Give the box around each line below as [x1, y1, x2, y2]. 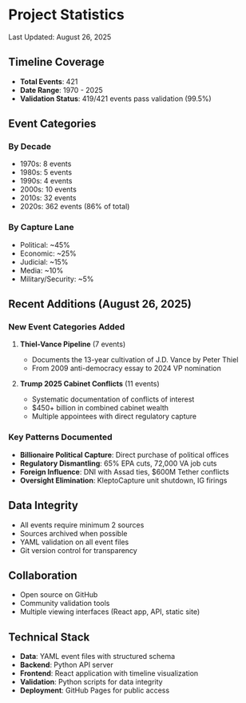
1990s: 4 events [19, 176, 73, 186]
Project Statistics [8, 6, 125, 24]
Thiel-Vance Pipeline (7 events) [19, 339, 126, 349]
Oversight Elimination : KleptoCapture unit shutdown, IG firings [19, 475, 228, 485]
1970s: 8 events [19, 159, 72, 169]
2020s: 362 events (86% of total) [19, 202, 130, 212]
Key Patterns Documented [8, 431, 113, 442]
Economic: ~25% [19, 248, 77, 258]
